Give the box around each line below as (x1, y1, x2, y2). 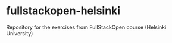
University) (6, 29, 33, 37)
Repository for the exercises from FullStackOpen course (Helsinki (6, 24, 167, 31)
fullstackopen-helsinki (6, 4, 121, 18)
